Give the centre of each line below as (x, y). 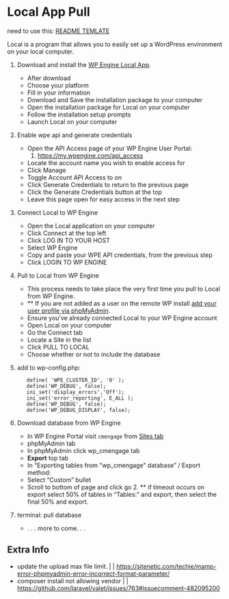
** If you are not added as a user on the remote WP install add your (122, 303)
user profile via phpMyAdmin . (69, 310)
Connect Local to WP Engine (57, 212)
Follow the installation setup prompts (79, 114)
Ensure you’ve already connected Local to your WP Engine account (122, 318)
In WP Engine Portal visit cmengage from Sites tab (95, 436)
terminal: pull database (49, 515)
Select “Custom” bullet (59, 480)
